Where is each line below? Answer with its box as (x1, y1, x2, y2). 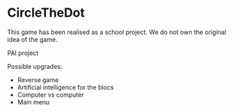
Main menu (17, 97, 50, 106)
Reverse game (17, 75, 59, 84)
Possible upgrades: (7, 62, 63, 70)
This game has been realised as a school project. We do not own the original (7, 28, 227, 36)
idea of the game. (7, 35, 58, 43)
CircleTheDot (7, 5, 86, 21)
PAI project (7, 49, 39, 57)
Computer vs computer (17, 90, 84, 99)
